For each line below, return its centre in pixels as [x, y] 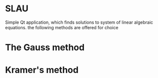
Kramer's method [42, 70]
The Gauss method [45, 48]
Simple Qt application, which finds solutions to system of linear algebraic [79, 22]
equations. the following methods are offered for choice [62, 27]
